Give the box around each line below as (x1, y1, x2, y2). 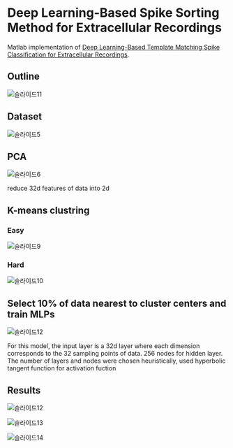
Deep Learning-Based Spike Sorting (7, 5, 220, 21)
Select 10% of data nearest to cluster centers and (7, 297, 227, 309)
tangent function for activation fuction (7, 364, 116, 373)
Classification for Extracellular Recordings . (7, 50, 130, 59)
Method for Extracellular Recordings (7, 20, 222, 36)
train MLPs (7, 308, 55, 320)
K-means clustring (7, 204, 90, 216)
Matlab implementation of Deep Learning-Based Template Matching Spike (7, 43, 220, 51)
